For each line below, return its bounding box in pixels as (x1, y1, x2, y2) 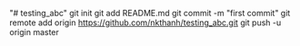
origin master (9, 27, 59, 37)
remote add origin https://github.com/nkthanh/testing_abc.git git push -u (9, 17, 282, 28)
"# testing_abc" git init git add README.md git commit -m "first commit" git (9, 8, 291, 18)
